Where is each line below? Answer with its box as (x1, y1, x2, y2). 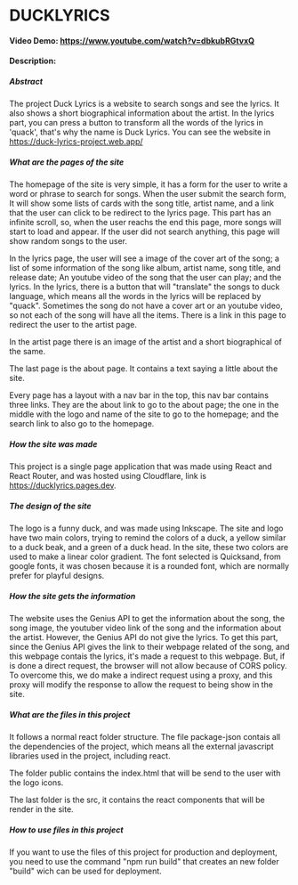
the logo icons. (9, 777, 64, 788)
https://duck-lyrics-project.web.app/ (9, 136, 144, 147)
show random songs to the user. (9, 236, 127, 247)
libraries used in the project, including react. (9, 751, 171, 761)
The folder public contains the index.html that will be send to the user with (9, 767, 281, 779)
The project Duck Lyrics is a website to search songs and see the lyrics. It (9, 99, 280, 110)
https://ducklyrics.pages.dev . (9, 480, 117, 491)
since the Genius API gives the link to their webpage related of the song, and (9, 642, 290, 653)
